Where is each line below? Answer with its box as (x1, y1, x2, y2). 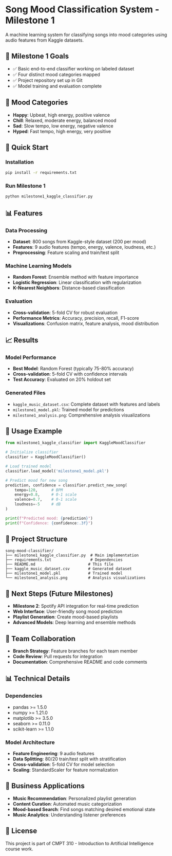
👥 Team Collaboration (5, 634, 76, 643)
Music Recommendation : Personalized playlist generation (12, 795, 137, 802)
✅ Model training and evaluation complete (12, 83, 102, 89)
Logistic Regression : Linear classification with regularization (12, 279, 142, 286)
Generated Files (5, 389, 46, 396)
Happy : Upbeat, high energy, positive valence (12, 112, 110, 118)
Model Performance (5, 354, 56, 361)
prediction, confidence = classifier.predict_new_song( (5, 482, 127, 488)
